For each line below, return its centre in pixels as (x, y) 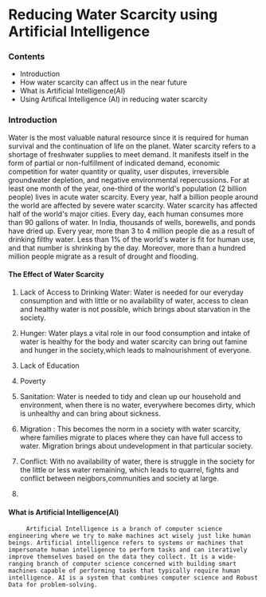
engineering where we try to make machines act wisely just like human (129, 536)
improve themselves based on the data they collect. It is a (112, 557)
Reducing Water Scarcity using (113, 15)
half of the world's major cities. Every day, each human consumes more (126, 214)
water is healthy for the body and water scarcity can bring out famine (133, 342)
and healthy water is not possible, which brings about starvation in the (135, 309)
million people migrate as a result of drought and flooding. (104, 256)
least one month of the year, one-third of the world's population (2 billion (127, 188)
